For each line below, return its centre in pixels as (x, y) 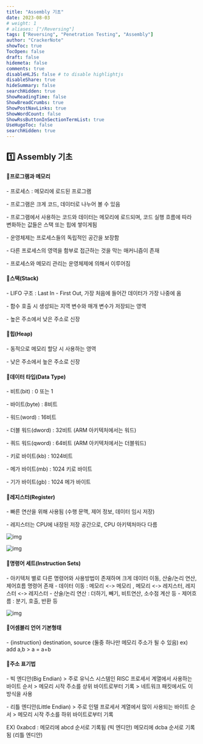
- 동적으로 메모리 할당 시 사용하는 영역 (51, 349)
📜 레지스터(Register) (31, 497)
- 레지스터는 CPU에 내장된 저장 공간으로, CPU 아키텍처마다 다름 (82, 525)
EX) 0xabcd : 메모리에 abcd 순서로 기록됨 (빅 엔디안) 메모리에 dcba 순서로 (95, 728)
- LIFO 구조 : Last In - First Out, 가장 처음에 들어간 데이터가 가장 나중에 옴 (94, 293)
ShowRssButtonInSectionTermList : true (55, 119)
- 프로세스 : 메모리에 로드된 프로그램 (49, 191)
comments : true (26, 68)
